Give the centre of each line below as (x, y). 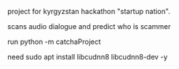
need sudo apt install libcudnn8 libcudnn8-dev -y (88, 57)
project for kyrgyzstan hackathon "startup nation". (89, 11)
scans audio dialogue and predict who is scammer (89, 26)
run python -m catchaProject (54, 42)
